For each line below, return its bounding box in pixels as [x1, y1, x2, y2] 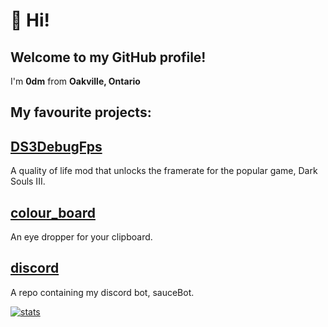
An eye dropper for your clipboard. [10, 231, 153, 243]
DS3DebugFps [10, 138, 103, 155]
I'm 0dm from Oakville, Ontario [10, 75, 141, 87]
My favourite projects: [10, 104, 152, 121]
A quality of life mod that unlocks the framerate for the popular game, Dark [10, 165, 318, 177]
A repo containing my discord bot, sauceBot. [10, 286, 195, 298]
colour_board [10, 204, 96, 221]
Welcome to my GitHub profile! [10, 49, 207, 66]
